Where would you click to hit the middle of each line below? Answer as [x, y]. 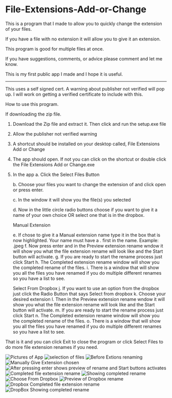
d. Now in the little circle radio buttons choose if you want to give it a [85, 209]
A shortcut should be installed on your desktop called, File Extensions [86, 144]
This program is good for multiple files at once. [55, 49]
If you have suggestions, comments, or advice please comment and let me [84, 59]
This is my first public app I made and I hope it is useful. [64, 74]
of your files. [19, 29]
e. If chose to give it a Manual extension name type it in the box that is [86, 235]
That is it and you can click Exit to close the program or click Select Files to [84, 342]
